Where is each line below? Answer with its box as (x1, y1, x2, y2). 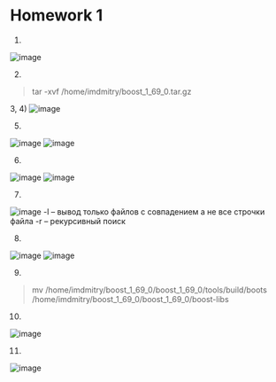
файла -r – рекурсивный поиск (10, 215, 126, 226)
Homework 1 (10, 5, 103, 26)
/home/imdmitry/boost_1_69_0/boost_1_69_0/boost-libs (31, 293, 229, 304)
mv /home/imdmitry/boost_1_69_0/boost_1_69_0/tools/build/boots (31, 285, 268, 295)
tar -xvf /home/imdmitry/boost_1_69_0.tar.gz (31, 86, 192, 97)
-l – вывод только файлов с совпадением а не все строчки (43, 206, 265, 217)
